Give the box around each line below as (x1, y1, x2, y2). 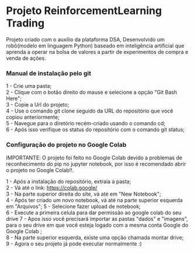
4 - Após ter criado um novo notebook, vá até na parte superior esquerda (6, 196, 183, 203)
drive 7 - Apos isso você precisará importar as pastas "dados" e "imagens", (6, 215, 188, 222)
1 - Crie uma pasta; (6, 83, 52, 90)
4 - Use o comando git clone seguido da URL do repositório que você (6, 107, 174, 115)
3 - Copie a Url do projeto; (6, 101, 70, 108)
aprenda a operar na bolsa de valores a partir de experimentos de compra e (6, 48, 189, 55)
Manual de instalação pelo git (6, 69, 92, 77)
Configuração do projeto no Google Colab (6, 141, 127, 149)
